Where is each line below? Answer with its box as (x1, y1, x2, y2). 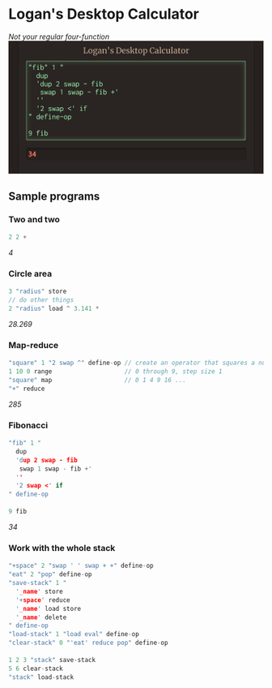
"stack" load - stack (8, 673, 74, 682)
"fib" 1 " (8, 439, 42, 447)
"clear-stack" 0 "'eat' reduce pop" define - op (8, 639, 168, 647)
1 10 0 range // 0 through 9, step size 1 (8, 368, 223, 376)
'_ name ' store (15, 587, 63, 596)
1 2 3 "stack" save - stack (8, 656, 96, 664)
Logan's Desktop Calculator (8, 5, 200, 24)
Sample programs (8, 189, 100, 203)
